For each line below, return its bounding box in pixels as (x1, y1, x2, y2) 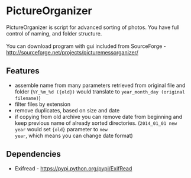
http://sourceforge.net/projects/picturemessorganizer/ (6, 48, 139, 56)
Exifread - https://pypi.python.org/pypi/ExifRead (14, 164, 132, 172)
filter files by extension (14, 101, 71, 108)
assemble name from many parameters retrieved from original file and (14, 82, 186, 89)
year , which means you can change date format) (14, 132, 133, 139)
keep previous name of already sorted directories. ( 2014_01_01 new (14, 119, 177, 127)
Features (6, 66, 40, 76)
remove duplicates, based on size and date (14, 106, 120, 114)
